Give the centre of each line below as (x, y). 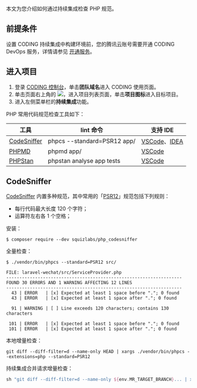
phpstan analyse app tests (84, 161)
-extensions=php (26, 357)
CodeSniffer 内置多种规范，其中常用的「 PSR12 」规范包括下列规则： (88, 196)
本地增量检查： (24, 341)
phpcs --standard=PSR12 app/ (92, 141)
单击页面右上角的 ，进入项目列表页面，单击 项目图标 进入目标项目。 (98, 94)
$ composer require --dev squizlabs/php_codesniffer (72, 240)
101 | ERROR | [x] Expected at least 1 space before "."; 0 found (94, 324)
